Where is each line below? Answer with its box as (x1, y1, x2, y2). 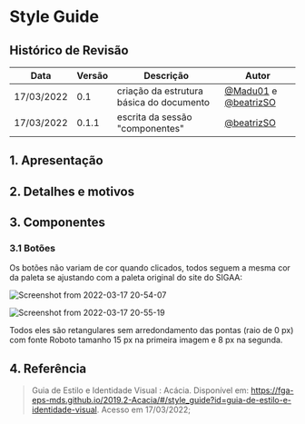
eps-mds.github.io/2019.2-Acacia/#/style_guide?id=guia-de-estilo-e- (31, 395, 292, 406)
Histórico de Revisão (9, 43, 129, 58)
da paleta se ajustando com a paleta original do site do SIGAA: (9, 272, 243, 283)
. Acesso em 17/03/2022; (96, 404, 192, 415)
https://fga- (251, 385, 294, 396)
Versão (76, 70, 109, 82)
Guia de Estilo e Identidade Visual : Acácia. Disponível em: (31, 385, 250, 396)
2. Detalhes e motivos (9, 183, 134, 199)
